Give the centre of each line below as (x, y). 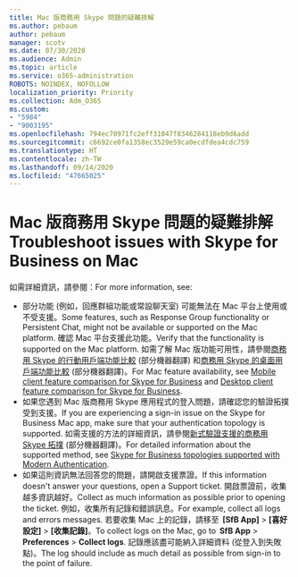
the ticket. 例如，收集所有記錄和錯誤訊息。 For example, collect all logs (151, 509)
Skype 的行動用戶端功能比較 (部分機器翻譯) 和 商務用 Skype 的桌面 (154, 361)
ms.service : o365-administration (71, 76)
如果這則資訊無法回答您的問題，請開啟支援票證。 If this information (145, 475)
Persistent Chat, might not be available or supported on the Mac (140, 327)
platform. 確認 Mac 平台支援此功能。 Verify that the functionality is (143, 338)
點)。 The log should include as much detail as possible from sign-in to (151, 553)
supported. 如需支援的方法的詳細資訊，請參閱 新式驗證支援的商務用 (145, 434)
